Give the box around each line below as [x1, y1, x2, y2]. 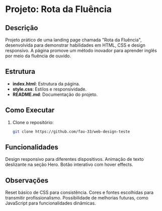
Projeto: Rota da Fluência [5, 4, 112, 15]
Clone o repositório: [12, 119, 54, 125]
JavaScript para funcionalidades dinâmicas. [5, 200, 96, 206]
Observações [5, 176, 49, 184]
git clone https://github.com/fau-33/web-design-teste [12, 129, 130, 134]
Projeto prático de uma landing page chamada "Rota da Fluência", [5, 37, 142, 43]
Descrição [5, 24, 38, 32]
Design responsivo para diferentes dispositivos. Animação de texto [5, 156, 144, 162]
